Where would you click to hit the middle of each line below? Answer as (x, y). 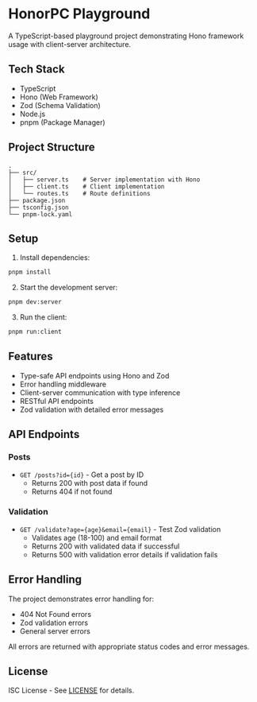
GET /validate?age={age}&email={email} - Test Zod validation (120, 529)
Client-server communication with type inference (100, 392)
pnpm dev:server (35, 302)
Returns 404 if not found (72, 491)
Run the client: (43, 317)
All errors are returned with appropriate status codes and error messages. (129, 646)
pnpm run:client (35, 332)
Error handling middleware (63, 384)
